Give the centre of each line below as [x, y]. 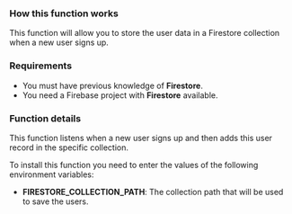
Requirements [41, 66]
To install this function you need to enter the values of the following [134, 165]
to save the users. [55, 201]
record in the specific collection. [69, 147]
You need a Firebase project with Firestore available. [120, 95]
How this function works [64, 13]
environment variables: [52, 174]
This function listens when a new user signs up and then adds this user [141, 138]
